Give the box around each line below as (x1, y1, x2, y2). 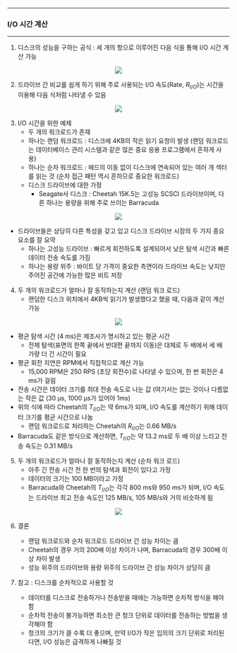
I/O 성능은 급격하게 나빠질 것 (43, 637, 122, 646)
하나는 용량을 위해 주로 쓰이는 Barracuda (46, 199, 159, 207)
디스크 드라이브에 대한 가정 (28, 181, 102, 190)
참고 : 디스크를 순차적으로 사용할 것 (17, 578, 114, 587)
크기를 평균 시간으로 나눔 (25, 412, 94, 421)
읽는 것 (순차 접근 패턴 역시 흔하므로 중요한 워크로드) (35, 172, 180, 180)
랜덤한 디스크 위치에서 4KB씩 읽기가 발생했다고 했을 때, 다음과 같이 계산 (28, 295, 225, 304)
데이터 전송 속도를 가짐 (28, 253, 91, 262)
